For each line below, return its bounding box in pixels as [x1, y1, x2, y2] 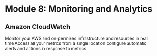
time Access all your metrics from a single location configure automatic [5, 41, 147, 46]
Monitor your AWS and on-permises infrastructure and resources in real [5, 35, 148, 41]
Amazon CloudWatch [5, 23, 71, 31]
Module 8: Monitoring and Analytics [5, 3, 153, 14]
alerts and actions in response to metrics [5, 46, 86, 51]
